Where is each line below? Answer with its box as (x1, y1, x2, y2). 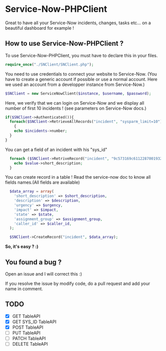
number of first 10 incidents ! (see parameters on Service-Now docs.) (5, 105, 147, 111)
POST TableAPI (12, 324, 43, 330)
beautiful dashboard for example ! (5, 25, 74, 31)
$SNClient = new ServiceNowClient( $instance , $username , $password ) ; (5, 91, 152, 96)
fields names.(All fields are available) (5, 179, 80, 186)
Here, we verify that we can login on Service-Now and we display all (5, 100, 144, 106)
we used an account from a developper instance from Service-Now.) (5, 81, 145, 87)
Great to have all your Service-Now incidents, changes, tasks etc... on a (5, 20, 151, 26)
